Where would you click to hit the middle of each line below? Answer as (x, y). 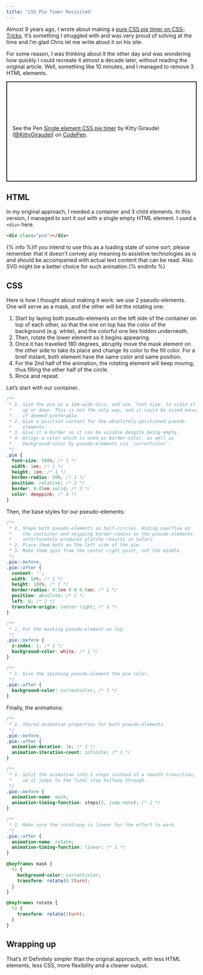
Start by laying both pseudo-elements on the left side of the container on (106, 319)
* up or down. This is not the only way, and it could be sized (95, 410)
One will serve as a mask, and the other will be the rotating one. (85, 306)
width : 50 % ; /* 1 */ (37, 579)
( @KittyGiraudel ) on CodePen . (50, 135)
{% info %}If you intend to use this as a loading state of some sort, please (98, 247)
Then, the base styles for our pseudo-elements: (66, 511)
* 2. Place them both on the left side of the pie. (75, 545)
